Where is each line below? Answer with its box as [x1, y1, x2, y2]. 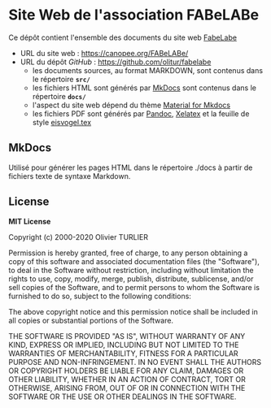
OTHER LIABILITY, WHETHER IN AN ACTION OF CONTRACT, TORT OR [8, 374, 246, 384]
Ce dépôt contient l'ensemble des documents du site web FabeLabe [8, 33, 238, 42]
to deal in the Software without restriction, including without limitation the [8, 265, 254, 275]
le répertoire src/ [32, 74, 91, 84]
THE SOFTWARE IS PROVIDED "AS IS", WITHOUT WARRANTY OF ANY [8, 331, 246, 341]
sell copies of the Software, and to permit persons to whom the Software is [8, 282, 260, 292]
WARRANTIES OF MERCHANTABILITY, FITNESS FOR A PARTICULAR [8, 348, 238, 358]
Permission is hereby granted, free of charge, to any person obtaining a [8, 248, 248, 258]
